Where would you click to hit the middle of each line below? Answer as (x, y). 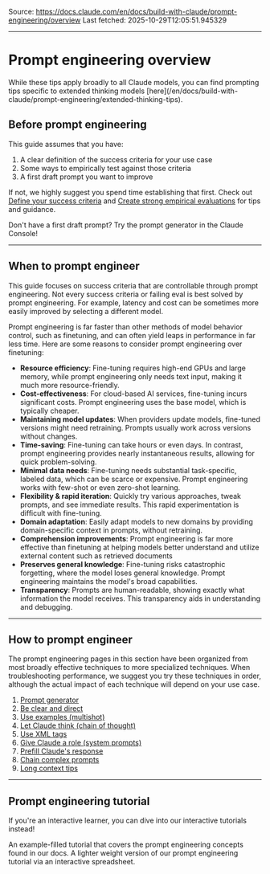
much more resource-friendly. (70, 385)
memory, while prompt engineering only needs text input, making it (131, 376)
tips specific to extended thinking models (77, 91)
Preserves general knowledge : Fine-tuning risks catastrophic (123, 564)
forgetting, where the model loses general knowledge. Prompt (123, 573)
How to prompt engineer (70, 639)
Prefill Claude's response (61, 751)
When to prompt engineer (74, 266)
